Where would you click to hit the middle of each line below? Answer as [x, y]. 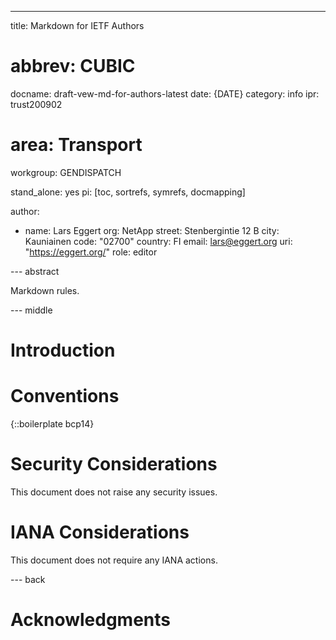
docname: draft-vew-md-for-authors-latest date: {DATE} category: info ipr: [165, 93]
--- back [28, 579]
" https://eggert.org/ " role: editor [91, 252]
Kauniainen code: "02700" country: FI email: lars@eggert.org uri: [158, 241]
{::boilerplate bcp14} [52, 424]
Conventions [65, 396]
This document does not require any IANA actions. [114, 560]
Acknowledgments [91, 620]
